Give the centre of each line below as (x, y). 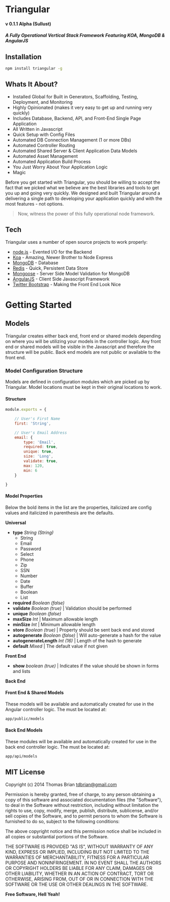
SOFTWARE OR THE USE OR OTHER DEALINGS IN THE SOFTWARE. (77, 884)
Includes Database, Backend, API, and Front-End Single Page (77, 118)
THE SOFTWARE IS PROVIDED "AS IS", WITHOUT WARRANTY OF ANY (79, 847)
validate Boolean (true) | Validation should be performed (72, 608)
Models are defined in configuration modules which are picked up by (77, 382)
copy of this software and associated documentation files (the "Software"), (84, 800)
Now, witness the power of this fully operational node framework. (86, 214)
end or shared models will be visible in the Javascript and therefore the (80, 347)
